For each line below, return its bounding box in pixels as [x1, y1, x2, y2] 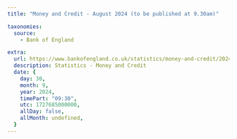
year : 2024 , [20, 88, 55, 95]
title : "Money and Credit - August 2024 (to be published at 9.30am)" [7, 10, 219, 18]
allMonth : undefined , [20, 114, 83, 122]
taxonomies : [7, 23, 42, 30]
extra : [7, 49, 27, 56]
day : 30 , [20, 75, 46, 82]
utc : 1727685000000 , [20, 102, 80, 109]
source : [13, 30, 37, 37]
